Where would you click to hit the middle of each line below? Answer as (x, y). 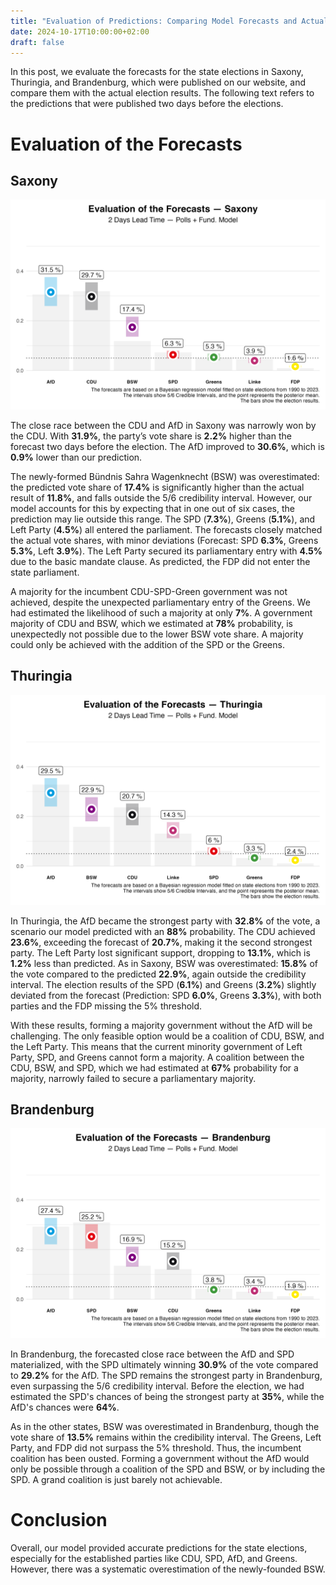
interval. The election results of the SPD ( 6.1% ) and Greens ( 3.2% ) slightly (163, 984)
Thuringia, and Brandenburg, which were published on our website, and (158, 82)
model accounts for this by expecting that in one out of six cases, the (152, 509)
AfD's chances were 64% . (65, 1407)
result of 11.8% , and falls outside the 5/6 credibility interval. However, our (161, 498)
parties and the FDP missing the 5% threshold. (106, 1006)
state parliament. (45, 572)
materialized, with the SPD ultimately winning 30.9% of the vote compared (164, 1365)
